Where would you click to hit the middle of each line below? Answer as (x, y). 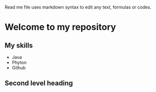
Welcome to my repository (60, 27)
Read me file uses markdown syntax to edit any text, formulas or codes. (78, 7)
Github (19, 68)
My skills (19, 45)
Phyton (19, 62)
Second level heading (39, 83)
